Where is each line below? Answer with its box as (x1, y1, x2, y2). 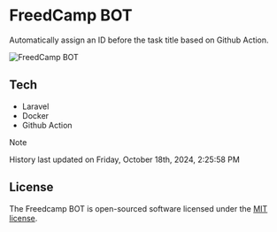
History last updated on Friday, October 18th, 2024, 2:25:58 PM (9, 154, 241, 165)
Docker (21, 110, 50, 120)
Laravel (21, 101, 50, 112)
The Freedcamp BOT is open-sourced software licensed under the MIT (9, 203, 268, 213)
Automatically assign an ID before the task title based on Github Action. (9, 35, 269, 45)
